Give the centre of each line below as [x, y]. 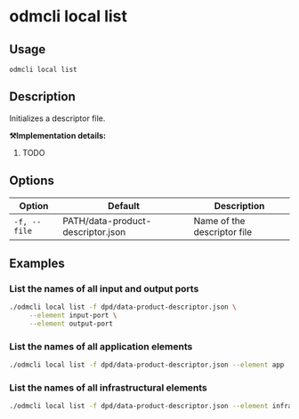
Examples [37, 264]
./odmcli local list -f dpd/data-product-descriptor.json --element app [147, 365]
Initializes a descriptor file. [57, 118]
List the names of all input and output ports [104, 288]
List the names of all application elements [101, 346]
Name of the [219, 221]
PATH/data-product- [107, 221]
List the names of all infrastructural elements [108, 388]
